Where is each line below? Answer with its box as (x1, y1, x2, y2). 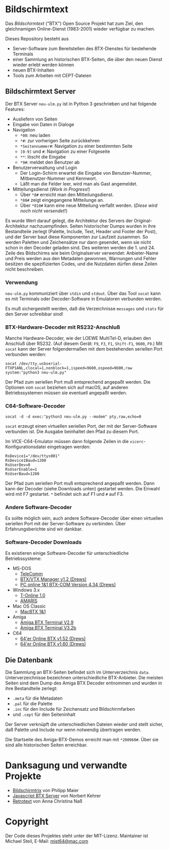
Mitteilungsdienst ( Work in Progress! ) (12, 186, 90, 192)
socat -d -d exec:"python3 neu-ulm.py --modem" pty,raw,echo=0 (5, 414, 142, 419)
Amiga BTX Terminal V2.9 (20, 619, 74, 625)
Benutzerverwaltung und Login (12, 164, 77, 171)
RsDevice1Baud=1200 (5, 458, 47, 463)
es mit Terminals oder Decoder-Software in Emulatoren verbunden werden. (5, 296, 162, 302)
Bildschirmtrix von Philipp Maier (12, 787, 79, 793)
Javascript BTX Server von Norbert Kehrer (12, 793, 101, 799)
